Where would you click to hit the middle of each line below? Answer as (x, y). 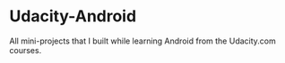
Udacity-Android (73, 16)
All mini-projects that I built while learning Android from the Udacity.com (142, 41)
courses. (26, 50)
